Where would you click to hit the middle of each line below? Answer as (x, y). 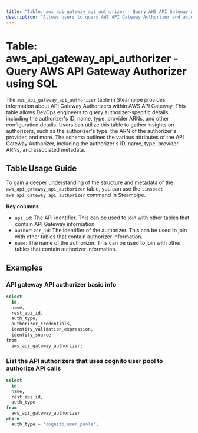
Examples (24, 267)
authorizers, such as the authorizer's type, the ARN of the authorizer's (91, 131)
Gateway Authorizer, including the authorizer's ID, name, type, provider (92, 144)
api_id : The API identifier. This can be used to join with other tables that (102, 218)
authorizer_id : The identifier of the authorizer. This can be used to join (101, 231)
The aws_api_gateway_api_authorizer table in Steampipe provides (86, 100)
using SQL (32, 84)
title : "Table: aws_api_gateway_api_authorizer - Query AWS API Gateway (97, 11)
